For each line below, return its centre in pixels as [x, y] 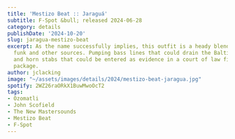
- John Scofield [31, 105]
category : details [34, 27]
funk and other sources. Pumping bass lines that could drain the [112, 53]
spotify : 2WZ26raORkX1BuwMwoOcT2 [56, 86]
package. [26, 66]
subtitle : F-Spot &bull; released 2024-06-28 [74, 20]
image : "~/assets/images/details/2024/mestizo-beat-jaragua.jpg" [104, 79]
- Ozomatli [23, 99]
